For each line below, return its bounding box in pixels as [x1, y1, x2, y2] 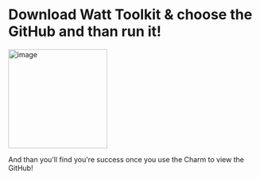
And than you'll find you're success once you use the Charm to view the [8, 154, 245, 164]
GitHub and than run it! [8, 22, 161, 41]
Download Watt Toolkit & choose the [8, 6, 253, 24]
